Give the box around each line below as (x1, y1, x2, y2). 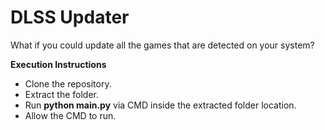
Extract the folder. (24, 88, 100, 100)
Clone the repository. (24, 77, 112, 90)
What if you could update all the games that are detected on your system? (10, 39, 315, 51)
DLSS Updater (10, 6, 130, 29)
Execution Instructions (10, 58, 107, 70)
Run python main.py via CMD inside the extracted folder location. (24, 99, 297, 111)
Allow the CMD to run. (24, 109, 117, 121)
